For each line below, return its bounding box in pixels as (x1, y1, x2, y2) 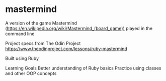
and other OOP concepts (5, 70, 57, 76)
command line (5, 30, 35, 36)
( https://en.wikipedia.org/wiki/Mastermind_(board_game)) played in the (5, 25, 152, 31)
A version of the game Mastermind (5, 20, 77, 26)
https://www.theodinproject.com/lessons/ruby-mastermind (5, 45, 127, 51)
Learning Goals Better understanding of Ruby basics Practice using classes (5, 65, 161, 71)
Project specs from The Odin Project (5, 40, 81, 46)
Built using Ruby (5, 55, 39, 61)
